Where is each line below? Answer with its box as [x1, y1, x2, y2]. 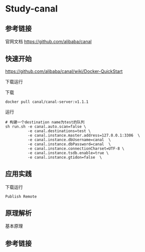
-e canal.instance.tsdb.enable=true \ [27, 150, 109, 156]
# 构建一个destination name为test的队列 [5, 119, 85, 124]
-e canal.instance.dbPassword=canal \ [27, 142, 111, 147]
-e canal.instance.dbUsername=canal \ [27, 137, 111, 142]
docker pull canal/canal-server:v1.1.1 [5, 99, 89, 104]
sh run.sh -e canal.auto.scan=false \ [5, 124, 86, 129]
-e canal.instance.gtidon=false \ [27, 155, 102, 160]
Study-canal [5, 3, 58, 15]
